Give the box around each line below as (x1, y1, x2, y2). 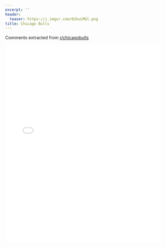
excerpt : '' (5, 7, 30, 12)
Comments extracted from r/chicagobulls (5, 35, 89, 41)
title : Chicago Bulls (5, 21, 50, 26)
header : (5, 12, 21, 17)
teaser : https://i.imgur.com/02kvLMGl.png (9, 16, 98, 21)
